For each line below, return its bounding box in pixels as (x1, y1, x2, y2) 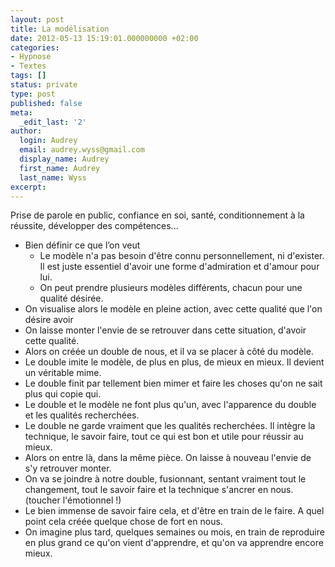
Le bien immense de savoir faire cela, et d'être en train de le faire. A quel (24, 505, 325, 517)
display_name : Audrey (19, 154, 110, 164)
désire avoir (24, 314, 74, 326)
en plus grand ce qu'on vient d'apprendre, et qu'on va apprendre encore (24, 537, 324, 549)
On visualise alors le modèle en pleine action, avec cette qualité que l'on (24, 303, 323, 315)
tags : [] (10, 71, 47, 81)
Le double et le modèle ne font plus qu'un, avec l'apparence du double (24, 399, 317, 411)
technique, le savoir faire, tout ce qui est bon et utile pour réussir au (24, 431, 304, 443)
